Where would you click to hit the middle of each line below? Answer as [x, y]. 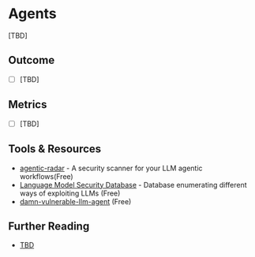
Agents [32, 14]
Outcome [32, 60]
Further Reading [49, 226]
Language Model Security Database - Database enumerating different [133, 184]
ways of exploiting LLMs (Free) [70, 193]
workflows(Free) [46, 176]
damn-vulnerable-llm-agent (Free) [75, 201]
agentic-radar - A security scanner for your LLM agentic [111, 168]
